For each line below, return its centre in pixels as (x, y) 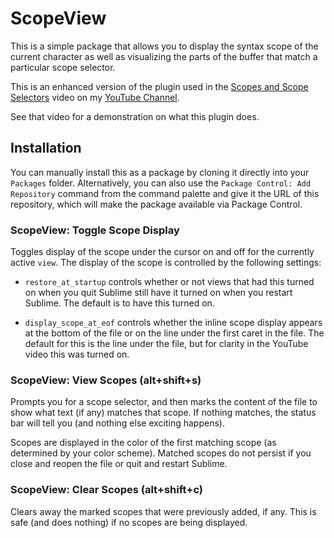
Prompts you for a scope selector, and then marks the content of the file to (164, 402)
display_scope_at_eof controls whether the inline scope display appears (173, 323)
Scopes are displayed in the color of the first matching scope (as (143, 443)
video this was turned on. (77, 354)
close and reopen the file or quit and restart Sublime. (119, 464)
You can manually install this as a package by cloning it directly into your (160, 172)
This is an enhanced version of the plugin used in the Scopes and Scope (159, 86)
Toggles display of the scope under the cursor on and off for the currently (162, 252)
